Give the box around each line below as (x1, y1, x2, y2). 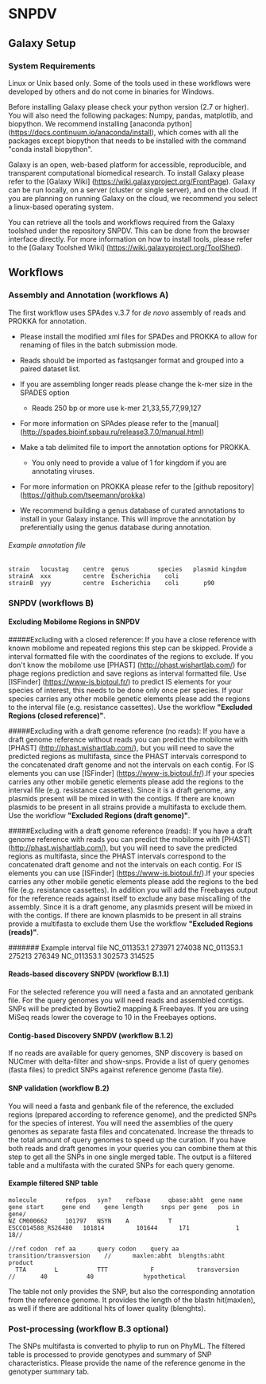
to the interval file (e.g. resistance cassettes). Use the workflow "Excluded (8, 702, 253, 711)
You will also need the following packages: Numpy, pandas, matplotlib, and (8, 110, 253, 120)
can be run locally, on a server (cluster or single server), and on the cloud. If (8, 184, 257, 195)
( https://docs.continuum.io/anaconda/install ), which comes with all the (8, 127, 239, 137)
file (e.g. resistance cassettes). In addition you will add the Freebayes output (8, 885, 258, 894)
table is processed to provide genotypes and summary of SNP (8, 1350, 212, 1359)
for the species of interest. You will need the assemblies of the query (8, 1118, 233, 1127)
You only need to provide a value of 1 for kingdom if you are (31, 458, 227, 467)
